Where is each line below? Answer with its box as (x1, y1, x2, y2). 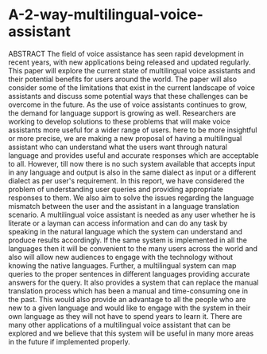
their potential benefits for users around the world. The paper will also (8, 74, 237, 84)
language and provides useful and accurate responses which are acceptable (8, 150, 259, 160)
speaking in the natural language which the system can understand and (8, 226, 242, 236)
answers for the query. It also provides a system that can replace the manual (8, 277, 259, 287)
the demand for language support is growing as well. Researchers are (8, 108, 237, 117)
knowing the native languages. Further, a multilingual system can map (8, 261, 237, 270)
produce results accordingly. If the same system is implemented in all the (8, 235, 248, 245)
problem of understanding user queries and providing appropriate (8, 184, 224, 194)
